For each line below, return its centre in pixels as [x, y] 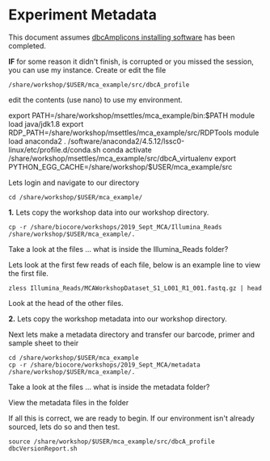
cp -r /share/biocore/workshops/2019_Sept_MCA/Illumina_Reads [115, 227]
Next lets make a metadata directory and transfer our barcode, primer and [132, 334]
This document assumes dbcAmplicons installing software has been [122, 37]
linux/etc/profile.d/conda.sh [55, 149]
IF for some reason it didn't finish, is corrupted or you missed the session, [131, 61]
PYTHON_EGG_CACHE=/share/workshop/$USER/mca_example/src [120, 166]
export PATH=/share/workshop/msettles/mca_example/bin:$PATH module [132, 115]
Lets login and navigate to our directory [74, 182]
